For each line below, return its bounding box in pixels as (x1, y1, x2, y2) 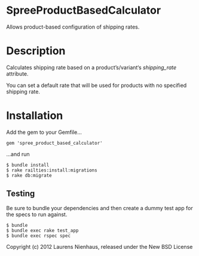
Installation (6, 109, 63, 123)
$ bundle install (6, 162, 50, 168)
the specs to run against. (6, 211, 68, 218)
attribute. (6, 70, 29, 77)
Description (6, 44, 66, 58)
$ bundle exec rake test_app (6, 227, 79, 233)
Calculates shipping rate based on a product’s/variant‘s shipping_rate (6, 64, 177, 71)
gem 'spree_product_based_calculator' (6, 140, 103, 146)
